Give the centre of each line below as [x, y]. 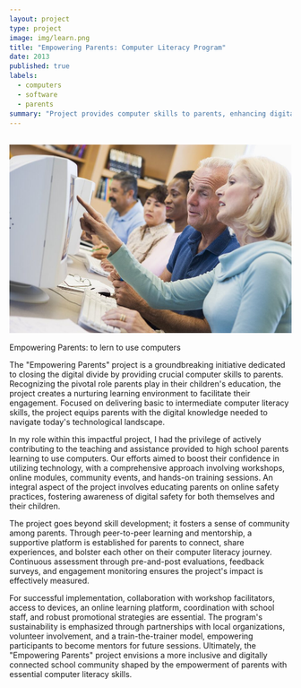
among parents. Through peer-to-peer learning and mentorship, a [131, 533]
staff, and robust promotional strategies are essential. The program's [136, 617]
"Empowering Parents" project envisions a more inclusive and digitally [138, 656]
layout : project [39, 19]
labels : [24, 76]
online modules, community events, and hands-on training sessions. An [141, 478]
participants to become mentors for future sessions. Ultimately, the [133, 646]
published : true [39, 66]
